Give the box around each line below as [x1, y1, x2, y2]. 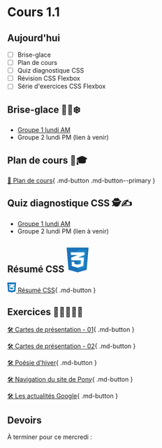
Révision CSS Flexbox [17, 74, 80, 82]
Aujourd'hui [7, 32, 61, 44]
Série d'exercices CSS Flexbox [17, 82, 106, 91]
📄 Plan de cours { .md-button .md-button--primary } [7, 176, 156, 185]
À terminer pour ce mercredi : [7, 433, 93, 441]
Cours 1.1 [7, 4, 60, 20]
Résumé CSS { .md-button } [17, 286, 96, 294]
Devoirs [7, 414, 42, 426]
